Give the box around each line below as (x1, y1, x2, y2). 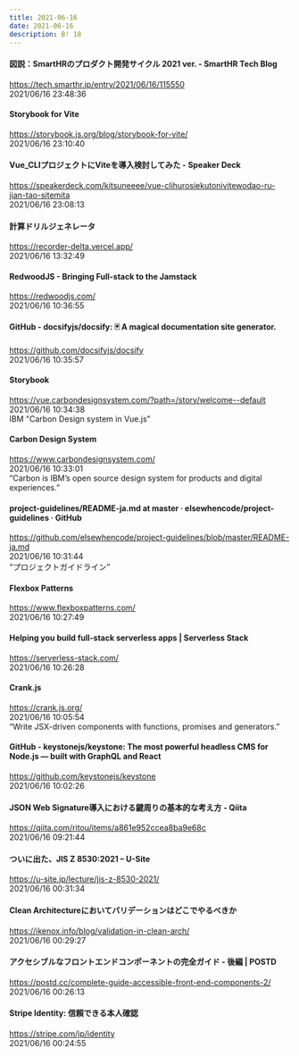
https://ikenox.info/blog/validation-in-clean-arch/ (9, 926, 190, 936)
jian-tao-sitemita (9, 189, 71, 200)
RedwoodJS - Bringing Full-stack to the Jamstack (9, 271, 197, 281)
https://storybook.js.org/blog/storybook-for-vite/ (9, 129, 188, 139)
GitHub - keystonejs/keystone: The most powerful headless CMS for (9, 742, 270, 752)
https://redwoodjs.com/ (9, 291, 96, 302)
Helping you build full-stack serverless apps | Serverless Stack (9, 633, 249, 643)
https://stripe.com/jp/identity (9, 1028, 115, 1039)
